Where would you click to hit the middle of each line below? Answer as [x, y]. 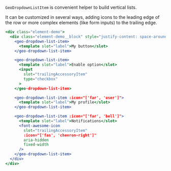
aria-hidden [36, 140]
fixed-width [36, 145]
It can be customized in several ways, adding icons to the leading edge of [82, 17]
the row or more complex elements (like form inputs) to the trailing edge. [81, 23]
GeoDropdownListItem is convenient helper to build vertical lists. [71, 7]
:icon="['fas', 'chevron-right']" [60, 135]
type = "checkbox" [41, 79]
